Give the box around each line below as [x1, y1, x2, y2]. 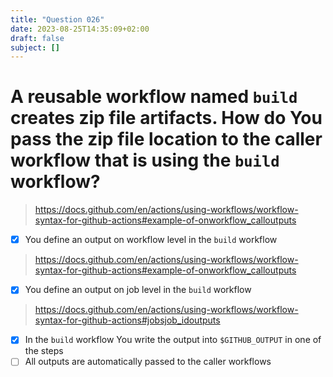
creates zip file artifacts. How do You [10, 107, 323, 130]
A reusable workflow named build [10, 86, 298, 108]
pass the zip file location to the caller [10, 128, 323, 151]
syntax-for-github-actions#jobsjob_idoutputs [34, 314, 221, 326]
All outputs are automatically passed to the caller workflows [24, 356, 272, 368]
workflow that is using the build [10, 149, 280, 172]
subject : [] [10, 42, 60, 53]
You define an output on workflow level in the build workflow [24, 234, 278, 246]
